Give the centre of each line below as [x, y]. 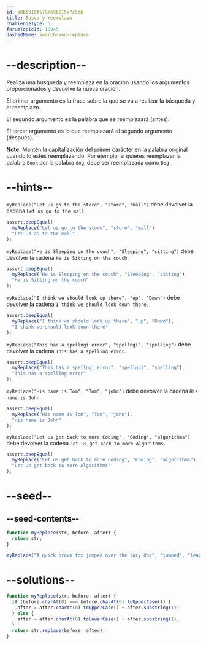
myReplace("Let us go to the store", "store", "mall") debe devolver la [100, 204]
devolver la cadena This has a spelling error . [66, 351]
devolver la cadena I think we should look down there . [77, 304]
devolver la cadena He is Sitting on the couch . [68, 257]
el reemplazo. [24, 107]
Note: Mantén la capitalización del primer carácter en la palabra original [97, 150]
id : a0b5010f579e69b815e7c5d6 [45, 12]
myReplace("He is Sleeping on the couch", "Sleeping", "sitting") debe [100, 251]
